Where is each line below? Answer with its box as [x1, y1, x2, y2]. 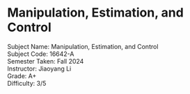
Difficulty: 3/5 [7, 79, 47, 87]
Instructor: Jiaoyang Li [7, 64, 72, 73]
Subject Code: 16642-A [7, 50, 74, 58]
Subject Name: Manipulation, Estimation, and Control [7, 42, 159, 50]
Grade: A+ [7, 71, 37, 80]
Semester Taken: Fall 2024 [7, 57, 84, 65]
